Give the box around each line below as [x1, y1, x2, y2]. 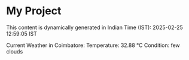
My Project [6, 4, 62, 18]
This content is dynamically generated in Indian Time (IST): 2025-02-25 [6, 24, 184, 31]
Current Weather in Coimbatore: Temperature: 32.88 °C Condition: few [6, 42, 181, 49]
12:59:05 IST [6, 30, 38, 37]
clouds [6, 48, 23, 55]
